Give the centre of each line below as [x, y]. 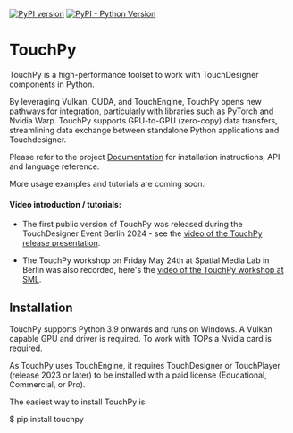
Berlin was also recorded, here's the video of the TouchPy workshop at [153, 270]
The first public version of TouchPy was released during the [132, 225]
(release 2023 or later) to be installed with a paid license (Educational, [138, 375]
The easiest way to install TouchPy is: [78, 402]
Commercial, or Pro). [47, 384]
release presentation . [61, 243]
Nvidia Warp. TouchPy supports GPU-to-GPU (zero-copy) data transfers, [144, 120]
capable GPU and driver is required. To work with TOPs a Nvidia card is [141, 338]
